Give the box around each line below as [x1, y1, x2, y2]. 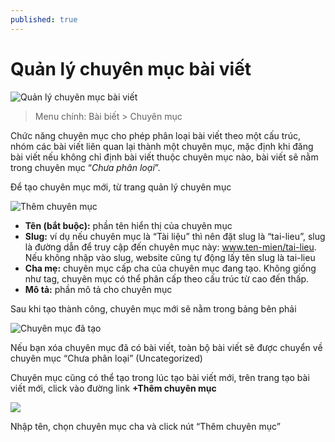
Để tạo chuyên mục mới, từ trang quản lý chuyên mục [10, 181, 232, 193]
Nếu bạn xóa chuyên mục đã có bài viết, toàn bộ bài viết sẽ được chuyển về [10, 341, 323, 353]
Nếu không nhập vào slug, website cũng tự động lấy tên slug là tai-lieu [24, 251, 316, 263]
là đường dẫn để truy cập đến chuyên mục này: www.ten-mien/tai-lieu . [24, 241, 317, 253]
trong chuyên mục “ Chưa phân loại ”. [10, 161, 161, 173]
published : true [10, 14, 78, 25]
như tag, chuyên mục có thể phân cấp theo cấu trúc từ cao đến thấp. [24, 272, 310, 285]
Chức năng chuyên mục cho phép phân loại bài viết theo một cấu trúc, [10, 129, 301, 141]
